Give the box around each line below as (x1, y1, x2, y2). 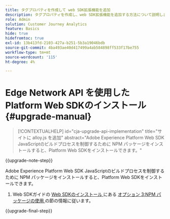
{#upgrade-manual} (5, 111, 92, 122)
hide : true (5, 31, 28, 36)
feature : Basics (5, 26, 39, 31)
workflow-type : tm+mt (5, 50, 51, 55)
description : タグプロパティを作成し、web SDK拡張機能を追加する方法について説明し (5, 12, 163, 17)
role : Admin (5, 17, 30, 22)
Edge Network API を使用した (5, 87, 130, 99)
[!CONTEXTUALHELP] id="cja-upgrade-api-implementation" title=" (17, 128, 158, 134)
